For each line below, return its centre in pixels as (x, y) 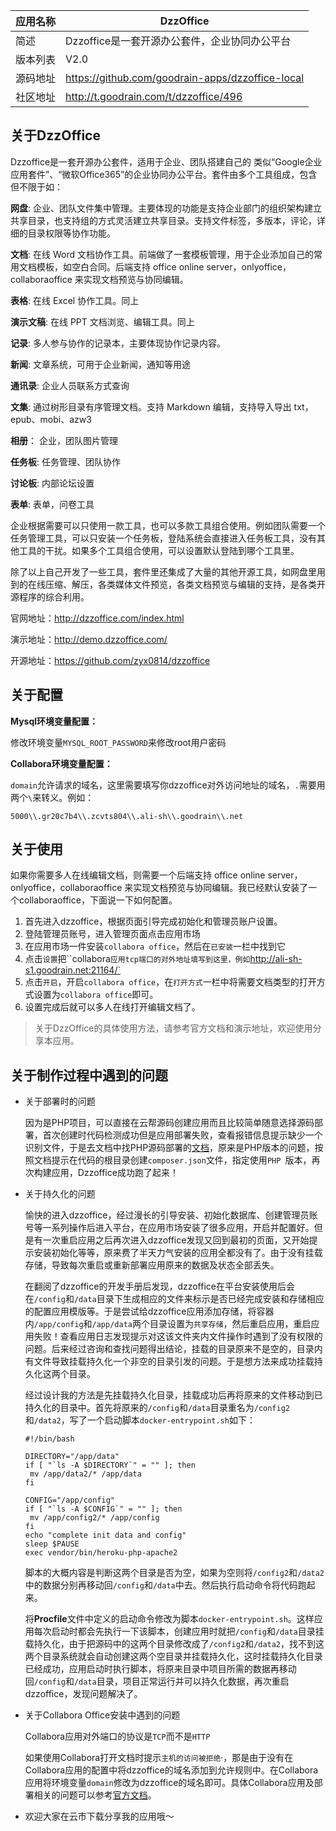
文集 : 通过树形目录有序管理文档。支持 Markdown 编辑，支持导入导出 (151, 406)
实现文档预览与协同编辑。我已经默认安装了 (221, 888)
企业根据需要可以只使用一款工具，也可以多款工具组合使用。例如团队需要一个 (168, 525)
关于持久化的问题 (60, 1194)
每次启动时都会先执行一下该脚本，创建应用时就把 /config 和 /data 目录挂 (179, 1631)
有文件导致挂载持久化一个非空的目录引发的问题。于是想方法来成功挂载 (169, 1361)
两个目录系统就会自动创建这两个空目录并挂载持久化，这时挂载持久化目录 (173, 1656)
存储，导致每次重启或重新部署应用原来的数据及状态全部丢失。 (152, 1265)
